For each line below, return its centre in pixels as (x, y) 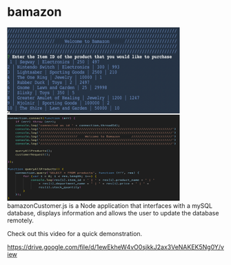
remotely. (21, 220)
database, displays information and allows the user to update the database (113, 213)
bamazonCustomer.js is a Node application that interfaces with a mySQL (110, 205)
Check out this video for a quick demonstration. (75, 233)
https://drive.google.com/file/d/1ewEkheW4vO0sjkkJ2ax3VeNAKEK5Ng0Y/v (115, 247)
